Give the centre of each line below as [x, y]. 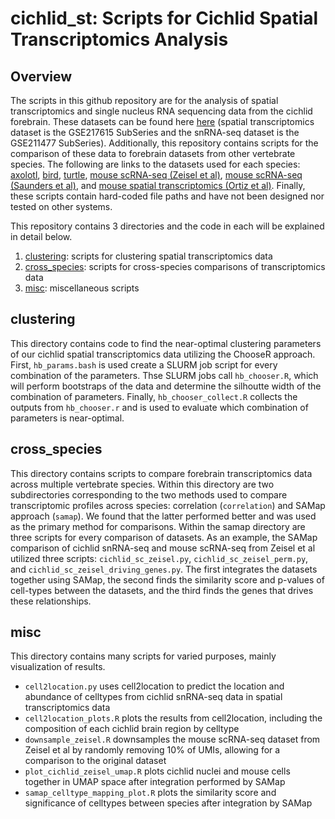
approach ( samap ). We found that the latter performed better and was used [163, 516]
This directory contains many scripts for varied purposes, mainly [143, 656]
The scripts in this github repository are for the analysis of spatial [144, 100]
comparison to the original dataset [95, 761]
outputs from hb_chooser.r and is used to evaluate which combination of [159, 407]
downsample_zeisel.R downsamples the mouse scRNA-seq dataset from [172, 739]
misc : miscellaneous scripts [82, 288]
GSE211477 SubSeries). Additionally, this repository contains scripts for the [164, 143]
